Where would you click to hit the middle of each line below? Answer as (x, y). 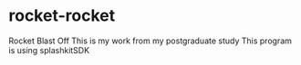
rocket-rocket (62, 16)
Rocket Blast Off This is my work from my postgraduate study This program (150, 41)
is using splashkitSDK (49, 50)
